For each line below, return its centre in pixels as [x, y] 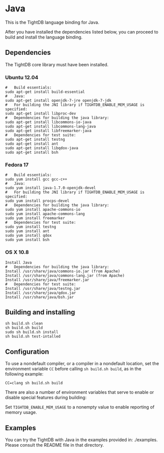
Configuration [27, 351]
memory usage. [21, 412]
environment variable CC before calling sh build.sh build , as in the [73, 369]
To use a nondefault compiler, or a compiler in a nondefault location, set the [82, 364]
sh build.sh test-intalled [33, 336]
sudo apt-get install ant [32, 144]
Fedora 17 [17, 165]
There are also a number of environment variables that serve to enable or [80, 392]
